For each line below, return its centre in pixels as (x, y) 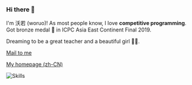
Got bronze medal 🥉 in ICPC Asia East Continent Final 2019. (79, 30)
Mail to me (19, 53)
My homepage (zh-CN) (35, 64)
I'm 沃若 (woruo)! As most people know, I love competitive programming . (96, 23)
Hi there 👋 (21, 10)
